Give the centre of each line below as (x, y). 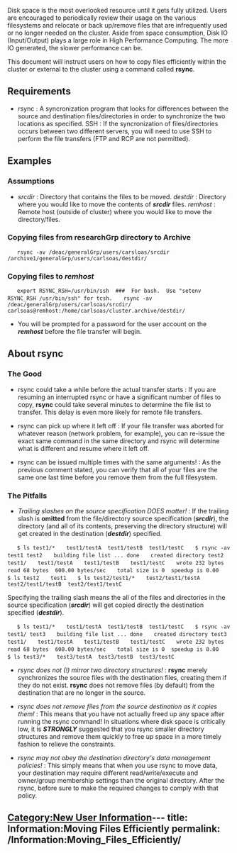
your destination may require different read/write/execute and (108, 773)
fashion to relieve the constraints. (66, 745)
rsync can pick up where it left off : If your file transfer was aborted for (121, 425)
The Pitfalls (27, 496)
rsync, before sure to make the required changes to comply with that (118, 788)
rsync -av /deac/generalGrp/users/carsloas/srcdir (93, 252)
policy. (27, 796)
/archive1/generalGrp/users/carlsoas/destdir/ (77, 258)
